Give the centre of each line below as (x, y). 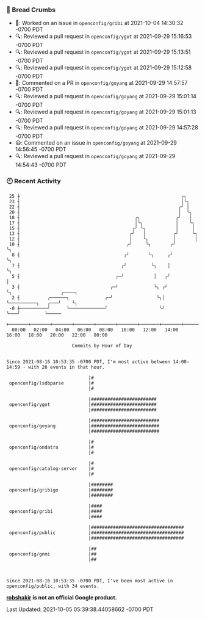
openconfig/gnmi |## (53, 554)
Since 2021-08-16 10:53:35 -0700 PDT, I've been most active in (90, 581)
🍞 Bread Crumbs (31, 10)
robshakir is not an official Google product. (62, 597)
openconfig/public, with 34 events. (53, 586)
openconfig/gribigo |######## (61, 490)
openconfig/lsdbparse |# (52, 383)
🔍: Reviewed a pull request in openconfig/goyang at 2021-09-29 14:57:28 (106, 128)
